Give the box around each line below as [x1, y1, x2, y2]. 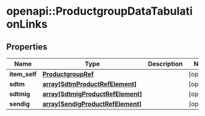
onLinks [6, 17, 48, 31]
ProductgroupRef [42, 70, 94, 78]
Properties [6, 42, 48, 52]
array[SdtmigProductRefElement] [42, 90, 142, 98]
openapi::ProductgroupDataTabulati [6, 4, 193, 18]
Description [148, 60, 183, 68]
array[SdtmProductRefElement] [42, 80, 137, 88]
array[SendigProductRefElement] [42, 100, 142, 108]
